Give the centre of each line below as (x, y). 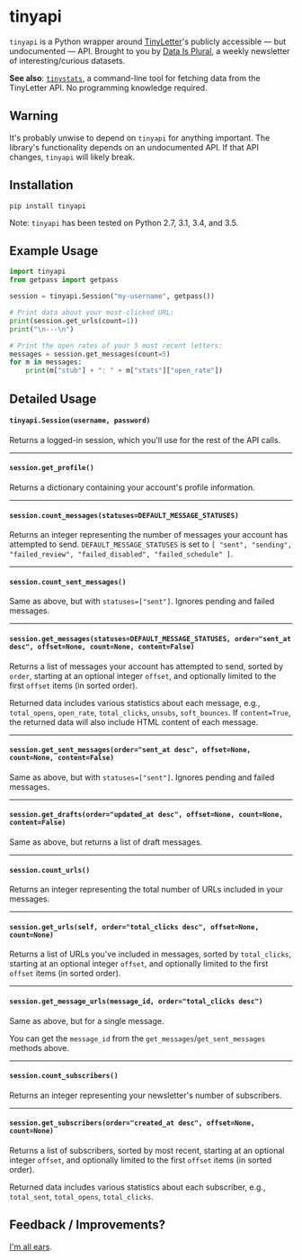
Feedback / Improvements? (88, 1225)
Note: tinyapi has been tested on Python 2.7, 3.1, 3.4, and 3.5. (124, 222)
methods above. (39, 1047)
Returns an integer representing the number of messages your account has (149, 535)
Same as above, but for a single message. (87, 1020)
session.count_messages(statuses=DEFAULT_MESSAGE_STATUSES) (124, 515)
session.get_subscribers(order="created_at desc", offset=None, (132, 1123)
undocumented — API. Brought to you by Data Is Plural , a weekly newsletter (150, 50)
